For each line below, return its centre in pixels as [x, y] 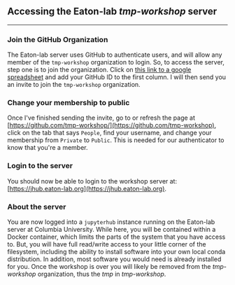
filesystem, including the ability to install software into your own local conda [116, 252]
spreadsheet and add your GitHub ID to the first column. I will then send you [116, 77]
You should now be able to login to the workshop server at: [92, 181]
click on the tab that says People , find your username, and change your [109, 133]
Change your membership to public [69, 103]
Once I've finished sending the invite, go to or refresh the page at [101, 118]
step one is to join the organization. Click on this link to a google [99, 70]
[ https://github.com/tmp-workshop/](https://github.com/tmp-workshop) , [112, 125]
